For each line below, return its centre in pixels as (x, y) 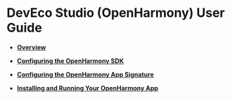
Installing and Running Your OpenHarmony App (88, 88)
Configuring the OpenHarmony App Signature (85, 74)
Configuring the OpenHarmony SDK (70, 60)
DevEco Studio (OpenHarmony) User (116, 13)
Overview (31, 47)
